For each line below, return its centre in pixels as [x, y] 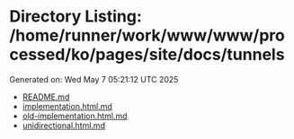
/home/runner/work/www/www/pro [147, 35]
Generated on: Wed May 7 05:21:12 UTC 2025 [94, 79]
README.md [46, 97]
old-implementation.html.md [75, 116]
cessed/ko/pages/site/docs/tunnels [147, 55]
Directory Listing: [76, 17]
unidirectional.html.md [64, 125]
